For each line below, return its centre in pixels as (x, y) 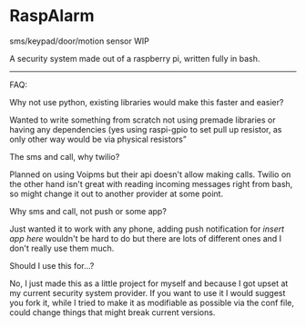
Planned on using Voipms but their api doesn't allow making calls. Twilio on (150, 174)
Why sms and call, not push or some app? (88, 211)
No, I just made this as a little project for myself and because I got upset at (149, 283)
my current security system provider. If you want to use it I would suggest (148, 292)
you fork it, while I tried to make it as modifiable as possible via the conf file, (152, 302)
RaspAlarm (52, 16)
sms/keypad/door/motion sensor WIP (80, 41)
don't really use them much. (62, 248)
